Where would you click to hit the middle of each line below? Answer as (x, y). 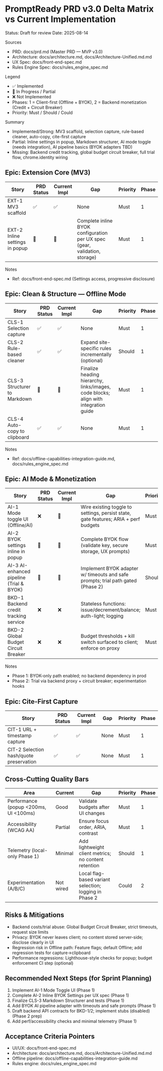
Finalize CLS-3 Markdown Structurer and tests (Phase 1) (68, 1000)
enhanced (19, 572)
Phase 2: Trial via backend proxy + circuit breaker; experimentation (79, 681)
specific (90, 348)
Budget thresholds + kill (108, 636)
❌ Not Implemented (32, 96)
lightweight (91, 847)
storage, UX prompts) (105, 551)
